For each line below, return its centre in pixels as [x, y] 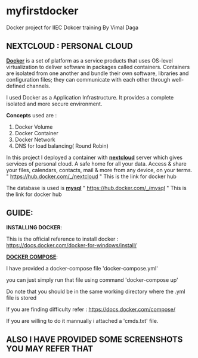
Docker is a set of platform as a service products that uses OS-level [89, 60]
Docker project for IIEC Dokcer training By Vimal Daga [72, 27]
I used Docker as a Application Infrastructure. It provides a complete [90, 97]
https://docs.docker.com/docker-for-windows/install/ [72, 245]
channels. [38, 86]
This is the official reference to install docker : [62, 239]
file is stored [21, 298]
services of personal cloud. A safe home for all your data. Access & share [96, 164]
